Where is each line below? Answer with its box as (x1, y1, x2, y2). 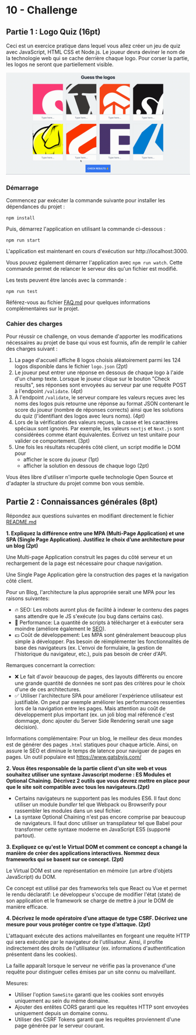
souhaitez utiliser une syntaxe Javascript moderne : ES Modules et (6, 771, 171, 778)
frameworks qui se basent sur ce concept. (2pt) (6, 855, 124, 862)
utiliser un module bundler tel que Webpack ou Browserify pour (14, 801, 167, 808)
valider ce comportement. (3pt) (14, 437, 90, 444)
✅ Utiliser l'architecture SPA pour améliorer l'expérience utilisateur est (14, 692, 183, 699)
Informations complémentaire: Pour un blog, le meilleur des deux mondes (6, 734, 183, 741)
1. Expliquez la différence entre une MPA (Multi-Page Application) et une (6, 530, 185, 537)
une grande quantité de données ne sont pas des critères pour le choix (14, 679, 185, 686)
